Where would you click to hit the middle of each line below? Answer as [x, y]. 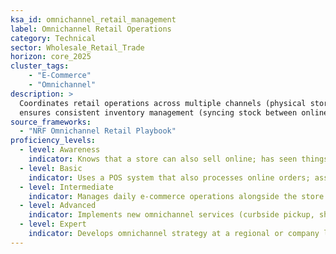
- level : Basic [51, 168]
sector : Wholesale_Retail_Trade [77, 47]
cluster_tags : [40, 66]
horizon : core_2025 [51, 57]
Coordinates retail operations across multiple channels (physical [163, 103]
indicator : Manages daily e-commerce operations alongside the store [176, 196]
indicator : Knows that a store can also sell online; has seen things [178, 159]
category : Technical [53, 38]
